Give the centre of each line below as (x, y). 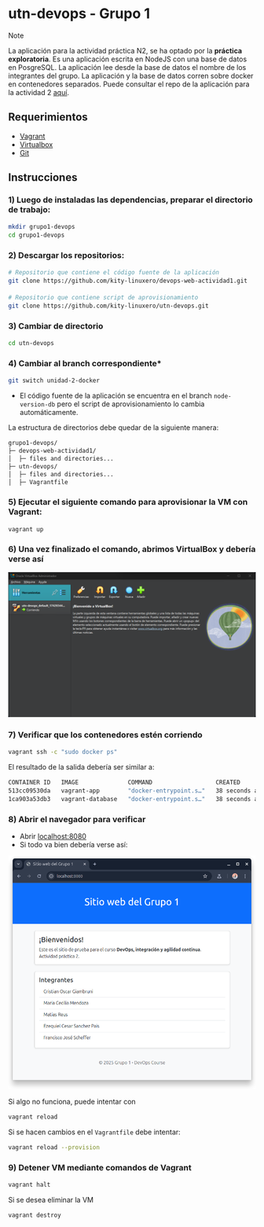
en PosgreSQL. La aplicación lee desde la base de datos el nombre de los (127, 67)
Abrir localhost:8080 (53, 836)
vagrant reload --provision (54, 1147)
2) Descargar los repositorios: (66, 255)
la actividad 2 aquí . (38, 92)
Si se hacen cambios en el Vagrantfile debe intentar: (94, 1132)
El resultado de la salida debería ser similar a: (81, 767)
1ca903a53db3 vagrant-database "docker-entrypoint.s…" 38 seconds (130, 799)
